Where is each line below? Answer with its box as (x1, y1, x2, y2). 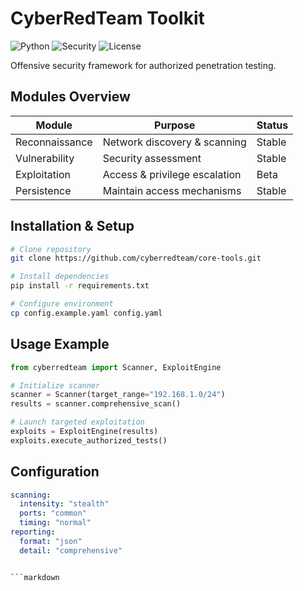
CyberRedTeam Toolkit (10, 7, 205, 30)
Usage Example (10, 336, 110, 353)
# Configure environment (10, 299, 114, 309)
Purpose (154, 118, 196, 132)
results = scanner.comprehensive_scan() (10, 399, 182, 409)
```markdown (10, 572, 60, 582)
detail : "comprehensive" (19, 545, 123, 556)
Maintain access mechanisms (102, 183, 242, 197)
